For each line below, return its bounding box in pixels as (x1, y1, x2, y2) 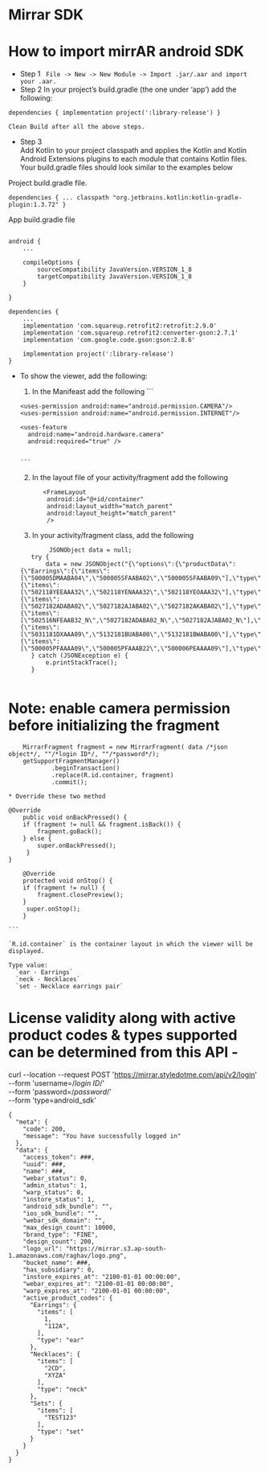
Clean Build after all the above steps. (8, 123, 146, 131)
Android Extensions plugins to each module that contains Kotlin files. (19, 154, 247, 164)
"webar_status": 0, (22, 1174, 88, 1182)
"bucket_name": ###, (22, 1259, 92, 1267)
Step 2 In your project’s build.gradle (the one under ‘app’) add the (19, 84, 237, 94)
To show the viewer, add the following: (19, 372, 148, 381)
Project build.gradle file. (8, 179, 88, 188)
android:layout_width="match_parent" (47, 503, 173, 511)
